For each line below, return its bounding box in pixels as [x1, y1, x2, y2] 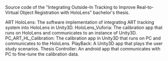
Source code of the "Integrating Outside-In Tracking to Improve [5, 4, 136, 10]
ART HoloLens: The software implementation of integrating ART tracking [5, 19, 154, 25]
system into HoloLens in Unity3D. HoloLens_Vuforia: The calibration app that [5, 24, 162, 30]
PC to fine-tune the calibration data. [5, 51, 79, 57]
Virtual [5, 9, 19, 15]
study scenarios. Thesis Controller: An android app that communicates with [5, 46, 161, 51]
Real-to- [136, 4, 154, 10]
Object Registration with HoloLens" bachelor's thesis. [19, 9, 130, 15]
